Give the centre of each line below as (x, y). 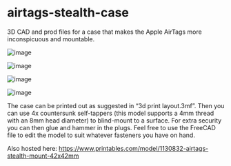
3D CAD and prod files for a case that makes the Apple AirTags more (104, 32)
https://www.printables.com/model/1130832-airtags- (133, 148)
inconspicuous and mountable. (51, 39)
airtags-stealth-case (68, 13)
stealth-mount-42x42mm (43, 156)
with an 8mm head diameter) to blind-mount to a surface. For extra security (114, 120)
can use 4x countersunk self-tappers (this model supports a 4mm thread (111, 113)
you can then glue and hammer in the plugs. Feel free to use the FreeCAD (111, 127)
